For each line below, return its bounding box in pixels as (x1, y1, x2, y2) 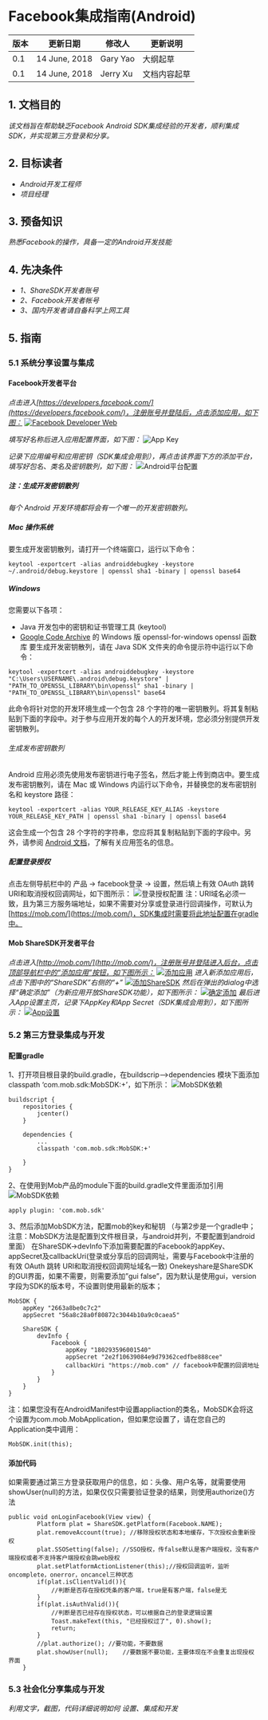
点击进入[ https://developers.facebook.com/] (8, 397, 154, 407)
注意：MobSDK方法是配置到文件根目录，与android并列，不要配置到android (8, 1232, 255, 1241)
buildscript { (8, 1096, 56, 1104)
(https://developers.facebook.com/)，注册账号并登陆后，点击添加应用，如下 (8, 408, 259, 417)
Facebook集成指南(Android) (8, 7, 196, 26)
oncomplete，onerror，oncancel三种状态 (8, 1571, 134, 1580)
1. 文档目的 (8, 98, 61, 112)
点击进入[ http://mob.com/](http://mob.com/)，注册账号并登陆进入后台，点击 (8, 957, 258, 967)
